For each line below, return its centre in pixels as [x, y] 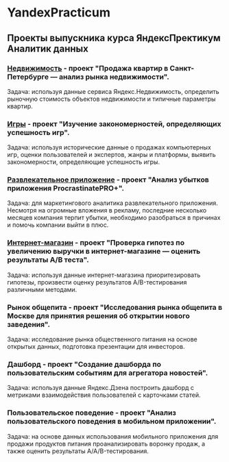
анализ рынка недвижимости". [114, 77]
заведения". [28, 324]
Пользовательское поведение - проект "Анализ [92, 413]
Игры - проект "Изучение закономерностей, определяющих [114, 123]
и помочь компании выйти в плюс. [58, 225]
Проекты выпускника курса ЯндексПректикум [114, 38]
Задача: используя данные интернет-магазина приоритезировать [104, 275]
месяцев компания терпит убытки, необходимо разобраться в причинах [114, 218]
